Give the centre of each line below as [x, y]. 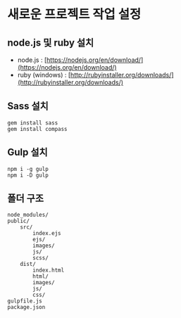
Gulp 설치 [27, 152]
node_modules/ [28, 215]
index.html [49, 271]
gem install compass [38, 129]
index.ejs [47, 234]
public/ [19, 221]
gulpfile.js [25, 301]
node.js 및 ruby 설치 [51, 43]
